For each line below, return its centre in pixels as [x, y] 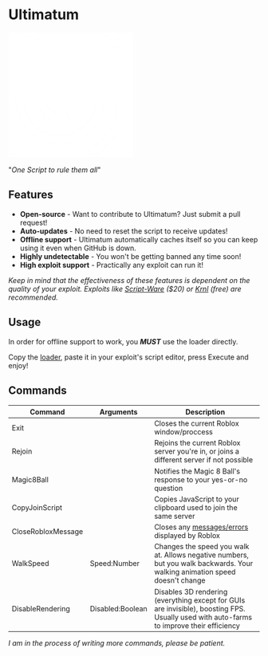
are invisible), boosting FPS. [200, 608]
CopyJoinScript [37, 507]
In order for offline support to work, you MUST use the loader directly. [123, 341]
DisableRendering [41, 608]
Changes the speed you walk [202, 547]
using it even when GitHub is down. [78, 248]
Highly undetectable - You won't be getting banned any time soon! [130, 256]
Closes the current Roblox [197, 423]
